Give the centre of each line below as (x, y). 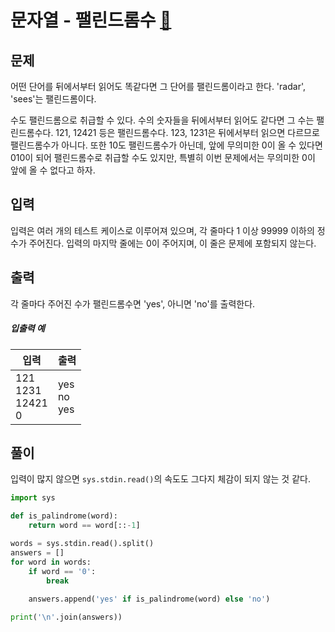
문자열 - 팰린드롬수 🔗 (91, 20)
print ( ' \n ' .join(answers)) (66, 617)
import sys (33, 498)
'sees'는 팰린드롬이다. (53, 99)
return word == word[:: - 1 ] (84, 526)
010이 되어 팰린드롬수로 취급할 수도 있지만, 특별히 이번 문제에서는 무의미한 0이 (163, 157)
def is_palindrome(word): (64, 516)
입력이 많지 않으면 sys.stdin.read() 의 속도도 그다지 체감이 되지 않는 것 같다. (160, 479)
